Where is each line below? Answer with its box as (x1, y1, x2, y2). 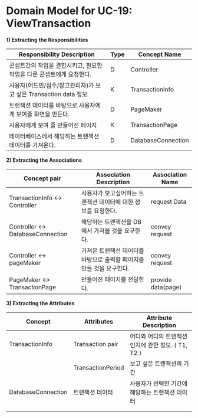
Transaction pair (73, 339, 119, 348)
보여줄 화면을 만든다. (16, 110, 70, 118)
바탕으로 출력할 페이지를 (81, 255, 144, 263)
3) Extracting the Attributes (6, 299, 75, 306)
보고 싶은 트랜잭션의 (129, 359, 182, 367)
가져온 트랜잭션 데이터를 (81, 246, 144, 254)
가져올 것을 (93, 226, 123, 234)
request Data (150, 197, 187, 205)
